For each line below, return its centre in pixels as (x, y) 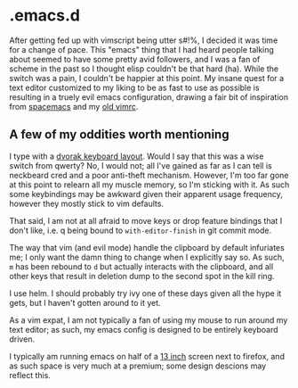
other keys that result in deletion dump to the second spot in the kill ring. (142, 276)
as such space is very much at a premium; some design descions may (138, 366)
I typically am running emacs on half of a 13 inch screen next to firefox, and (147, 356)
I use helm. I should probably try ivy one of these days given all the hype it (145, 293)
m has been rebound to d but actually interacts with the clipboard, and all (141, 266)
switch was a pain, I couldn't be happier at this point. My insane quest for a (147, 78)
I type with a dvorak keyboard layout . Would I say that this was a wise (137, 156)
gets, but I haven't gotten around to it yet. (85, 302)
